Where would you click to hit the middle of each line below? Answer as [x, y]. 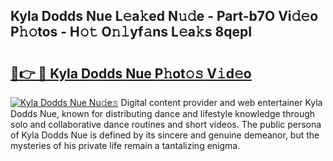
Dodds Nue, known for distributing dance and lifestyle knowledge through [163, 113]
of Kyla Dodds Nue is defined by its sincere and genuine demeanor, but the [165, 135]
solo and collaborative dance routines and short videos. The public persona [166, 124]
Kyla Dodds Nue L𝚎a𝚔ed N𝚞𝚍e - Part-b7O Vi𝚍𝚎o [164, 16]
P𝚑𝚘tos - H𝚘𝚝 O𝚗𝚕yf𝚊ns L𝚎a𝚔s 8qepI [131, 32]
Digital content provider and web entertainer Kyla [221, 102]
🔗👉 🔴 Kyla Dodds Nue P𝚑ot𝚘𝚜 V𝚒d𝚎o [131, 73]
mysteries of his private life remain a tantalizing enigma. [125, 145]
